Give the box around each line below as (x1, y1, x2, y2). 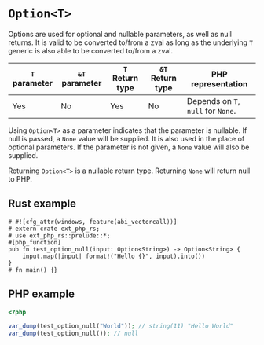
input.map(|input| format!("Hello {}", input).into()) (22, 252, 206, 260)
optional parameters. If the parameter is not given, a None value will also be (8, 142, 250, 152)
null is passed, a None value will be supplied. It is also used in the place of (8, 134, 245, 143)
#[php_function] (8, 238, 61, 246)
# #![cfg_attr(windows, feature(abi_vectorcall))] (8, 218, 178, 226)
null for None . (187, 105, 236, 116)
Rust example (8, 197, 77, 211)
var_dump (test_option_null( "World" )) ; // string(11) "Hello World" (8, 322, 234, 330)
